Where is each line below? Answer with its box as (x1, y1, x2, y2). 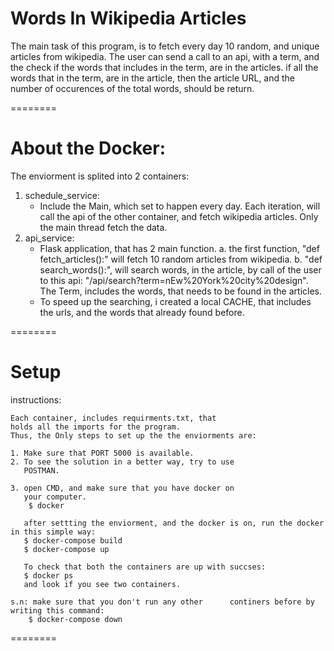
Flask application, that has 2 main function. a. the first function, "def (39, 242, 320, 254)
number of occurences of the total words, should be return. (10, 82, 255, 94)
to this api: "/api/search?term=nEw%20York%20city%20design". (39, 274, 309, 286)
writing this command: (10, 605, 105, 616)
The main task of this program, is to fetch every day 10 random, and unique (10, 40, 320, 52)
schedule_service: (24, 189, 100, 201)
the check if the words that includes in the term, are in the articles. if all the (10, 61, 319, 73)
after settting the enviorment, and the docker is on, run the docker (23, 518, 325, 528)
